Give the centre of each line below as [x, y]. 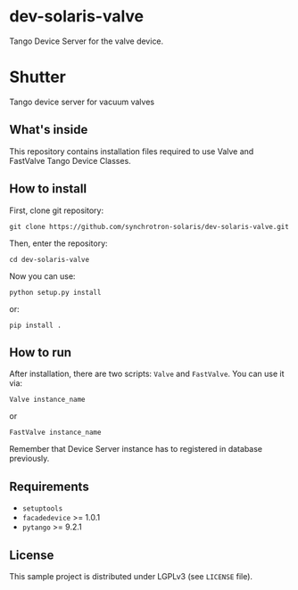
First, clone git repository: [57, 210]
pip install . [36, 325]
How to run [41, 352]
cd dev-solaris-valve [50, 259]
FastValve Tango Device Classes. [70, 160]
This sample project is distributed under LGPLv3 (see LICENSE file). [131, 576]
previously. [29, 459]
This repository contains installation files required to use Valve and [132, 151]
